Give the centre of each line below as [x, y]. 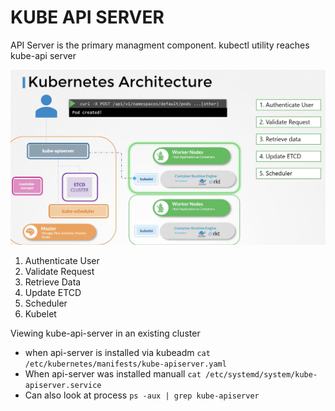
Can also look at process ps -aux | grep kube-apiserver [142, 395]
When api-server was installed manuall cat [113, 373]
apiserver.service [63, 385]
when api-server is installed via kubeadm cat [117, 352]
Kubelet [40, 313]
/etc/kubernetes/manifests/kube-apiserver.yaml [125, 364]
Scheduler [46, 303]
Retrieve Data [53, 282]
